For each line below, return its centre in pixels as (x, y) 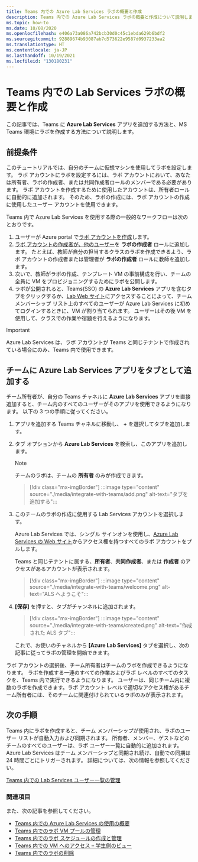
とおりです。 (22, 225)
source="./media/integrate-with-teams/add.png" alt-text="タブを (109, 494)
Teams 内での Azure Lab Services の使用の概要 (72, 824)
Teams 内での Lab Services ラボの (90, 92)
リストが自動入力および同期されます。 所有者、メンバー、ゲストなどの (104, 738)
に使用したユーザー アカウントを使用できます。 (64, 205)
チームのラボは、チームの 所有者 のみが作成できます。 (80, 475)
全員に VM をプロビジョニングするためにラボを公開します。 (87, 281)
